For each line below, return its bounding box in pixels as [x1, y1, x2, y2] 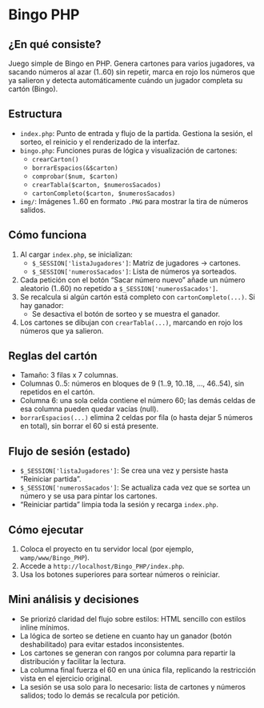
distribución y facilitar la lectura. [19, 656, 126, 666]
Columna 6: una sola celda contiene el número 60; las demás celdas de [19, 396, 256, 406]
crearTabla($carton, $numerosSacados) [31, 181, 162, 189]
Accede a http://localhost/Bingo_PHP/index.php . [19, 562, 185, 571]
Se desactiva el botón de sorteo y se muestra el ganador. [31, 309, 221, 318]
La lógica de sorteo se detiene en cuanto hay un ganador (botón [19, 630, 232, 641]
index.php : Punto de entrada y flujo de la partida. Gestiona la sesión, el [19, 128, 254, 138]
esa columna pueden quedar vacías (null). [19, 404, 158, 414]
